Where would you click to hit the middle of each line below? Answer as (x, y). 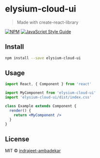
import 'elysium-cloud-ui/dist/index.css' (48, 98)
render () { (20, 110)
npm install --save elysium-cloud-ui (43, 58)
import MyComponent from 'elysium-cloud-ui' (50, 93)
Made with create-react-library (48, 22)
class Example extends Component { (41, 106)
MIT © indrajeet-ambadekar (33, 151)
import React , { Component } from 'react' (48, 84)
